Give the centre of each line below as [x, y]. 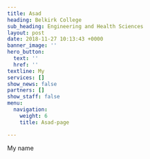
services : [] [26, 77]
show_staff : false [34, 97]
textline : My [26, 71]
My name [21, 148]
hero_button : [26, 52]
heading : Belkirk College [44, 20]
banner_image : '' [32, 45]
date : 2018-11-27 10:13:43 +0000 [55, 39]
